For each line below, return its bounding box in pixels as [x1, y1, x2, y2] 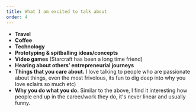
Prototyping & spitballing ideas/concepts [14, 49, 118, 56]
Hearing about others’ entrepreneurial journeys [14, 61, 134, 68]
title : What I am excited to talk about [6, 8, 108, 15]
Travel [14, 30, 31, 37]
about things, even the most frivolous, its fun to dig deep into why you [14, 74, 186, 81]
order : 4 [6, 14, 28, 20]
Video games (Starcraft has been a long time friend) [14, 55, 143, 62]
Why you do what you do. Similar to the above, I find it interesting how [14, 87, 188, 94]
